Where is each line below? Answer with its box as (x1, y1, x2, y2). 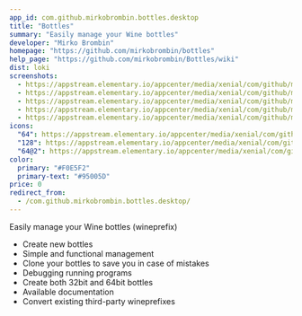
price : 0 (9, 180, 42, 189)
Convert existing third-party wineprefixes (22, 295, 175, 306)
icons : (9, 122, 34, 131)
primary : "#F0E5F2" (17, 163, 91, 172)
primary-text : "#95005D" (17, 171, 111, 180)
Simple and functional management (22, 248, 155, 259)
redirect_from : (9, 189, 67, 197)
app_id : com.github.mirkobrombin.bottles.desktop (9, 13, 200, 22)
